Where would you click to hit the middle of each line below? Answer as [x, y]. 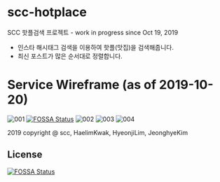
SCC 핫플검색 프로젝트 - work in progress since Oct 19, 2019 [93, 32]
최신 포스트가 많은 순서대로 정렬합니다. [70, 56]
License [25, 155]
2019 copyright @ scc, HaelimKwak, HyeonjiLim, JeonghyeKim [97, 132]
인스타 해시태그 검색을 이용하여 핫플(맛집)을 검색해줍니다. [95, 47]
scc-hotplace [47, 12]
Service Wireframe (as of [82, 85]
